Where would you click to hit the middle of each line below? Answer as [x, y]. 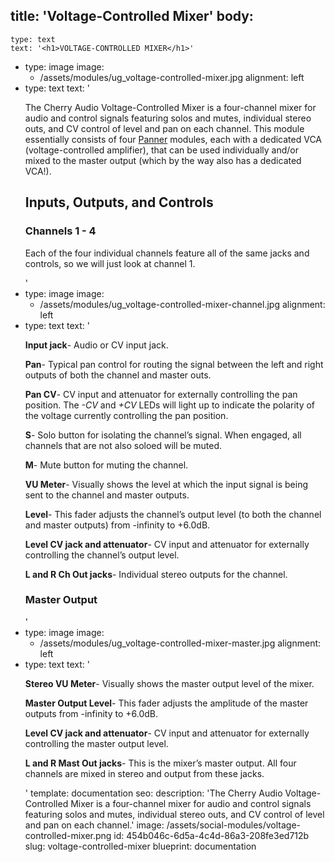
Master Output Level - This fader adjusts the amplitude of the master [166, 703]
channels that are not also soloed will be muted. [123, 445]
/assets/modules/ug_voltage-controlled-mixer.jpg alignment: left [172, 77]
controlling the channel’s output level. [102, 555]
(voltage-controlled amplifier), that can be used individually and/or [161, 150]
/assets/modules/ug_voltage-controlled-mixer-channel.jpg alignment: [182, 304]
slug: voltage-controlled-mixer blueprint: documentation [140, 846]
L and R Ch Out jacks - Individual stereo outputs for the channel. [156, 574]
